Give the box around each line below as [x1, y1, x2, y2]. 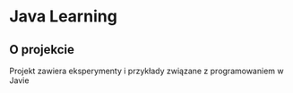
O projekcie [9, 42, 74, 57]
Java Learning [9, 6, 118, 27]
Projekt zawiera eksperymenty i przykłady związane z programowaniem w [9, 65, 284, 76]
